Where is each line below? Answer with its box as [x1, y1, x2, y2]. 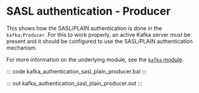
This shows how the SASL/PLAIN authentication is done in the [6, 24, 162, 32]
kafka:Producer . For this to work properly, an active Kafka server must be [6, 31, 191, 38]
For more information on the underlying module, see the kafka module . [6, 56, 184, 63]
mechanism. [6, 44, 37, 51]
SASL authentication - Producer [6, 4, 171, 18]
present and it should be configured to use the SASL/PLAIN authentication [6, 37, 194, 45]
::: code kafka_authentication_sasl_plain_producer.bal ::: [6, 67, 147, 75]
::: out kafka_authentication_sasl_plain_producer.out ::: [6, 80, 143, 87]
